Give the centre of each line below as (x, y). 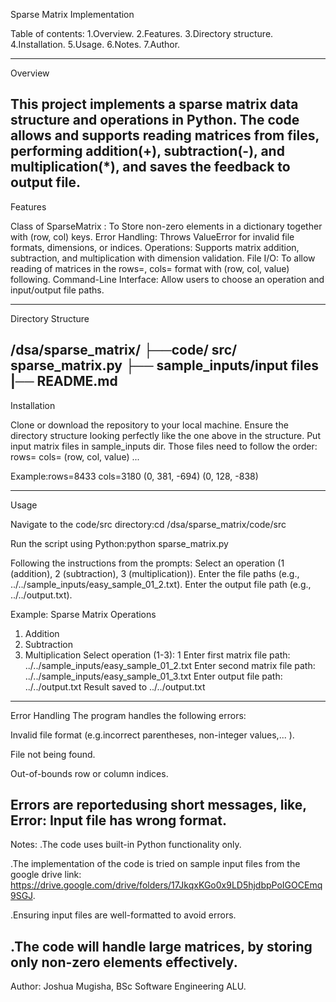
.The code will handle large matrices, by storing (161, 946)
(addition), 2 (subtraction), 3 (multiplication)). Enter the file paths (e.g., (155, 573)
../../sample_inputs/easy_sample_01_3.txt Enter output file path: (153, 676)
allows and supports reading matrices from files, (165, 135)
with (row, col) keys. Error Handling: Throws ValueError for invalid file (152, 236)
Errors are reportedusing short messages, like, (158, 805)
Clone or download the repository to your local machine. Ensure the (149, 425)
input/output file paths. (57, 290)
